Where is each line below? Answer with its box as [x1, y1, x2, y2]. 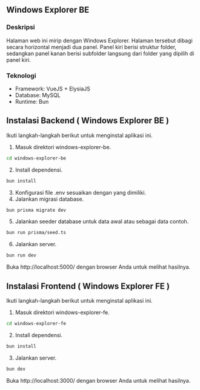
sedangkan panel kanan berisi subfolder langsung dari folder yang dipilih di [6, 50, 195, 57]
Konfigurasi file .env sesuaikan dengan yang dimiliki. [15, 189, 147, 196]
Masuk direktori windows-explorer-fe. [15, 309, 110, 316]
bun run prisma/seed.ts [6, 230, 67, 236]
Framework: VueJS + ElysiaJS [15, 85, 91, 92]
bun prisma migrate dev [6, 207, 67, 213]
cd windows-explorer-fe [6, 320, 67, 326]
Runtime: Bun [15, 98, 49, 105]
